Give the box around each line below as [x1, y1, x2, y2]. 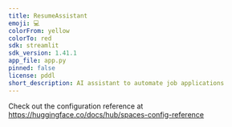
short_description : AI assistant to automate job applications [8, 79, 225, 87]
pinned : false [8, 64, 56, 72]
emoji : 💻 [8, 19, 40, 27]
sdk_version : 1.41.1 [8, 49, 78, 57]
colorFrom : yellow [8, 27, 70, 35]
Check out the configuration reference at [8, 101, 144, 111]
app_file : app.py [8, 57, 67, 65]
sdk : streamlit [8, 42, 59, 50]
